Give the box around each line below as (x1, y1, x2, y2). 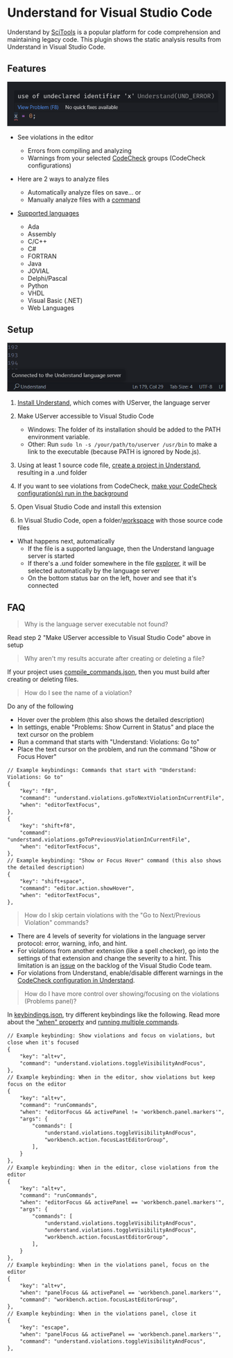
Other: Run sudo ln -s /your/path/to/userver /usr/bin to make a (27, 440, 217, 449)
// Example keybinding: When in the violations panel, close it (7, 1310, 197, 1318)
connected (27, 582, 59, 590)
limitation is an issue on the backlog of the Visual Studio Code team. (17, 961, 212, 970)
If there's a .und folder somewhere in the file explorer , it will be (27, 559, 207, 568)
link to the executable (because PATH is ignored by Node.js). (27, 448, 201, 456)
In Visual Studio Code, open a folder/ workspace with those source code (17, 516, 223, 525)
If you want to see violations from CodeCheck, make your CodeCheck (17, 482, 217, 491)
